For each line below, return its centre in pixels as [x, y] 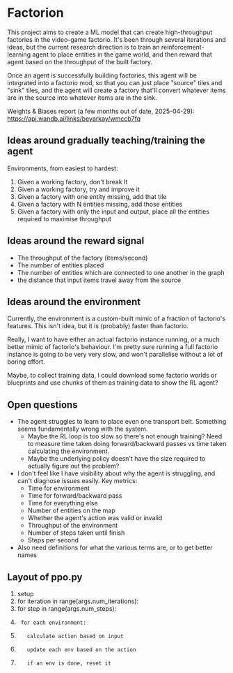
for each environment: [54, 623]
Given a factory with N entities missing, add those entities [100, 204]
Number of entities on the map [72, 510]
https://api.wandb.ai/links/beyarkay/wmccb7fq [74, 118]
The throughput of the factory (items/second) [82, 258]
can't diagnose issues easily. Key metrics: [77, 481]
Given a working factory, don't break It [72, 182]
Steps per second [53, 540]
